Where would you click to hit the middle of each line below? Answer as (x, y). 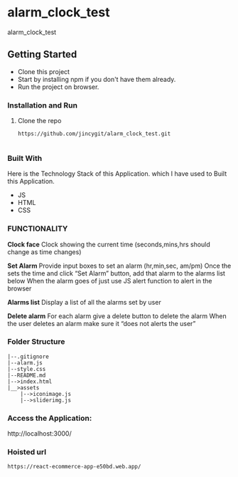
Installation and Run (43, 105)
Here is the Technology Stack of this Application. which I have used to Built (117, 174)
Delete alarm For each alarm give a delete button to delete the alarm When (117, 316)
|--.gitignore (28, 357)
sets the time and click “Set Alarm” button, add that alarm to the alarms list (117, 273)
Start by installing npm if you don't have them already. (97, 79)
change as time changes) (44, 252)
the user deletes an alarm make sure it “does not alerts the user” (102, 323)
